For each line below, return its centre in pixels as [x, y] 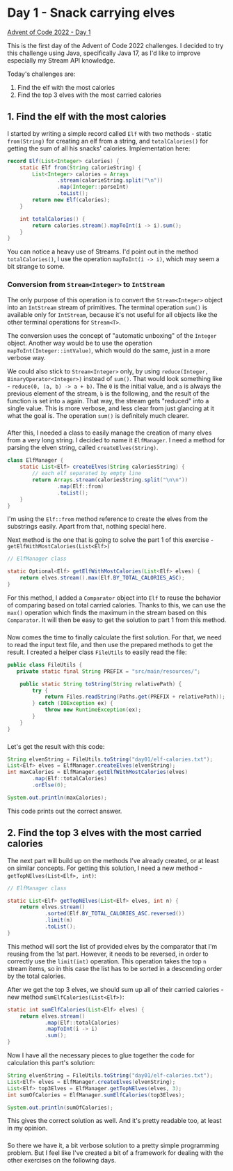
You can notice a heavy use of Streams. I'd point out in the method [103, 251]
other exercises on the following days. [62, 1161]
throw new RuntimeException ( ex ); [93, 710]
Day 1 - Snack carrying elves [91, 13]
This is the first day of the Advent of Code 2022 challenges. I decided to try [115, 45]
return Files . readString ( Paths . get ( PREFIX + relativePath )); [135, 697]
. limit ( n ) [58, 920]
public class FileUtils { [45, 665]
